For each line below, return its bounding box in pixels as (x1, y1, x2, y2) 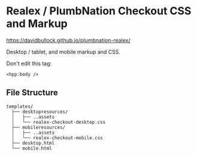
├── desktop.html (11, 140, 55, 146)
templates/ (6, 103, 34, 109)
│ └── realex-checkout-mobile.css (11, 134, 103, 141)
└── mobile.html (11, 145, 52, 151)
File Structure (6, 88, 58, 98)
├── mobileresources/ (11, 124, 66, 130)
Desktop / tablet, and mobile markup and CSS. (6, 48, 121, 55)
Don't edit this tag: (6, 60, 52, 67)
